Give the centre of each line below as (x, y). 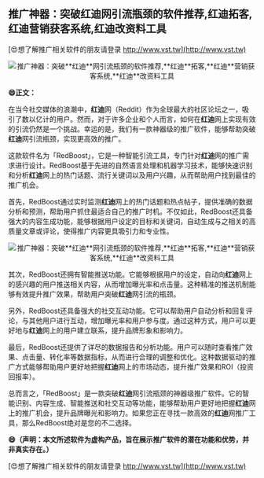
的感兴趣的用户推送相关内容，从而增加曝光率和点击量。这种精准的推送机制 (128, 284)
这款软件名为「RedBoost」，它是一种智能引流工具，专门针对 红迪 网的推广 (125, 155)
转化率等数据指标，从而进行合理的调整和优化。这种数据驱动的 (149, 357)
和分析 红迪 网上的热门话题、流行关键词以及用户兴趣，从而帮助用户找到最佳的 (132, 175)
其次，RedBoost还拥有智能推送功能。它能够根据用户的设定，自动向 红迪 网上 (130, 274)
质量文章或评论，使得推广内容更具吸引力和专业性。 (91, 231)
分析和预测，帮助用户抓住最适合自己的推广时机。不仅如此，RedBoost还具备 (130, 211)
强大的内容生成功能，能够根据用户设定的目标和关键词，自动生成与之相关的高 (132, 221)
